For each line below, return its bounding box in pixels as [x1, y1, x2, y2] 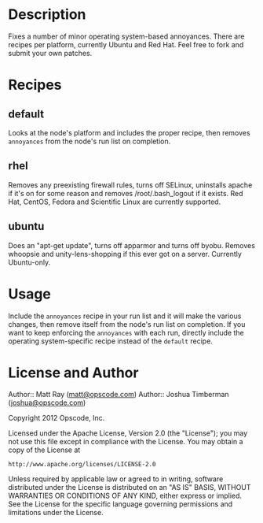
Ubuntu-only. [8, 258, 51, 267]
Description [8, 6, 86, 24]
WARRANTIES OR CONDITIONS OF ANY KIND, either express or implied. [8, 491, 242, 501]
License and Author [8, 364, 139, 381]
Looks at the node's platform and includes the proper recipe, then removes [8, 128, 250, 137]
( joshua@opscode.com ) [8, 398, 86, 407]
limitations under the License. [8, 508, 104, 517]
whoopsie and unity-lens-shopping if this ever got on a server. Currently [8, 249, 242, 258]
